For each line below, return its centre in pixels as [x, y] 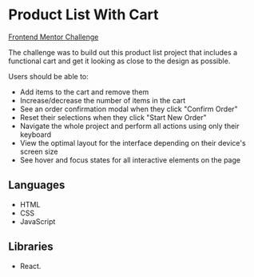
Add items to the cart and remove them [84, 92]
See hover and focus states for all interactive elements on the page [130, 160]
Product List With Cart [83, 15]
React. [30, 266]
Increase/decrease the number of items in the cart [103, 100]
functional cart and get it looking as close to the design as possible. [119, 61]
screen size [39, 151]
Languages [37, 185]
